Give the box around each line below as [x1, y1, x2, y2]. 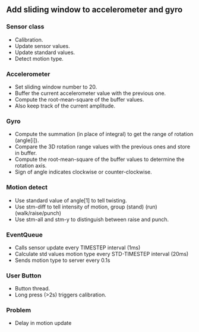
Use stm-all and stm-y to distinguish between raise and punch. [14, 216, 169, 223]
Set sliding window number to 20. [14, 83, 97, 90]
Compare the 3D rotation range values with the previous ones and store [14, 143, 191, 150]
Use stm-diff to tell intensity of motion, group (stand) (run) [14, 203, 157, 210]
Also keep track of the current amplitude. [14, 102, 116, 109]
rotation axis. [14, 162, 47, 169]
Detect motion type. [14, 55, 64, 62]
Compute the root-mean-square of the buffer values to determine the [14, 156, 185, 163]
